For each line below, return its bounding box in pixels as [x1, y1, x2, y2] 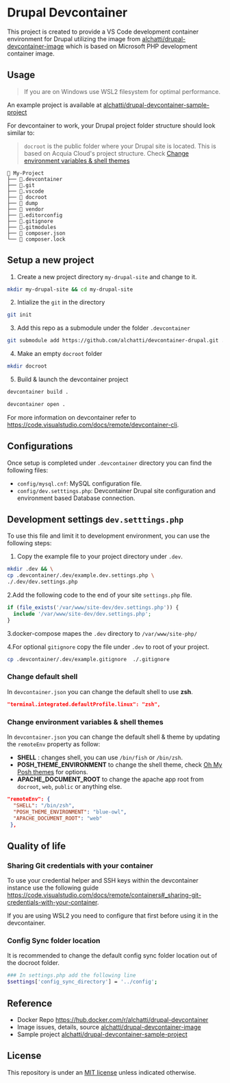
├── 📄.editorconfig [7, 211, 63, 219]
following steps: [7, 539, 52, 547]
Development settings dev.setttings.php [7, 514, 184, 525]
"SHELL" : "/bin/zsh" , [13, 802, 75, 809]
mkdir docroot [7, 363, 48, 370]
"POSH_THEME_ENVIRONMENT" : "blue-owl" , [13, 808, 127, 816]
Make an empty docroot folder [16, 350, 103, 358]
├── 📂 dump [7, 200, 38, 206]
